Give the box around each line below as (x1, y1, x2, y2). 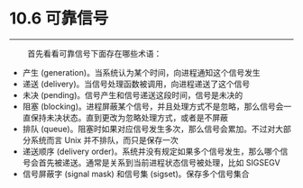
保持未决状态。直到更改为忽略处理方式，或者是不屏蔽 (30, 112, 228, 122)
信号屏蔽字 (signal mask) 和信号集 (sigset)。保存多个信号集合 (22, 168, 250, 179)
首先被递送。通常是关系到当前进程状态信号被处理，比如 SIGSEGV (38, 157, 281, 167)
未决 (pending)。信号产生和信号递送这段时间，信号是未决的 (22, 89, 243, 100)
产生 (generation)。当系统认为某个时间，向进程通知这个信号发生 (22, 67, 261, 77)
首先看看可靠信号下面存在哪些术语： (26, 48, 162, 58)
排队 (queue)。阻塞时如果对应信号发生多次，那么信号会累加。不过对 (22, 123, 276, 134)
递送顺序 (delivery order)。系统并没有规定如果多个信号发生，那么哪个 (22, 146, 280, 157)
